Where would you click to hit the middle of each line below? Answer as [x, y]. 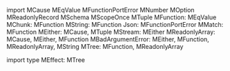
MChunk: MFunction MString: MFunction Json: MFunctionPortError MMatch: [115, 24]
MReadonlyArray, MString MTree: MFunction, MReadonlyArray [95, 47]
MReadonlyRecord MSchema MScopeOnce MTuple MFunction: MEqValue [112, 17]
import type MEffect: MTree [46, 60]
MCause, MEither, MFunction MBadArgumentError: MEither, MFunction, [108, 39]
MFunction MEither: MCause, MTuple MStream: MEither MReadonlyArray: [111, 32]
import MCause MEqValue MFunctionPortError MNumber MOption [100, 10]
